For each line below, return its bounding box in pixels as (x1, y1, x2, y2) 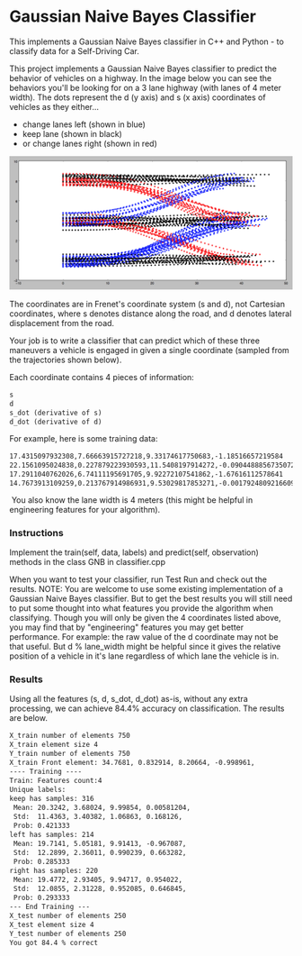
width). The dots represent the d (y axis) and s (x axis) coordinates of (9, 92, 267, 103)
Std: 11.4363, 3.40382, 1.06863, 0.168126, (13, 813, 182, 822)
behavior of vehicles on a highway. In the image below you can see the (9, 72, 272, 83)
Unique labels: (9, 786, 67, 795)
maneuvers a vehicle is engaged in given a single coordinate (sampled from (9, 344, 289, 355)
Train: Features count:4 (9, 777, 102, 786)
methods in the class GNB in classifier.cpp (9, 556, 166, 567)
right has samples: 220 (9, 867, 99, 876)
